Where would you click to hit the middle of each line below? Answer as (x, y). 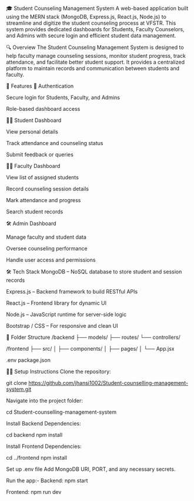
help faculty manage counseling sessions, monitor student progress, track (96, 56)
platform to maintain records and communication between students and (93, 68)
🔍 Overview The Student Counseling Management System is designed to (95, 47)
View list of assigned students (43, 177)
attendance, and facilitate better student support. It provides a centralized (96, 62)
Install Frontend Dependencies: (44, 446)
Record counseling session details (48, 189)
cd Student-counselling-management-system (61, 412)
